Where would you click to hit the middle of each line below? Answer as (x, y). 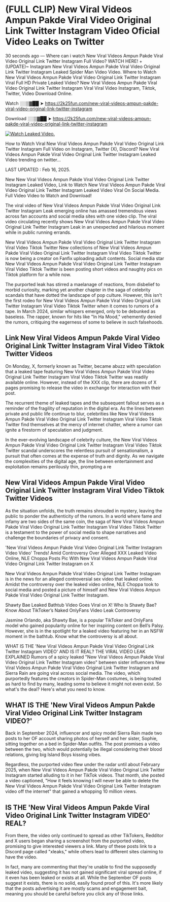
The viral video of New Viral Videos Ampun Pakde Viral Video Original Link (83, 205)
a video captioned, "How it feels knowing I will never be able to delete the (82, 781)
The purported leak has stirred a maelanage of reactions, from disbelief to (83, 284)
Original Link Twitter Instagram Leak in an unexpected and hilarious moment (85, 227)
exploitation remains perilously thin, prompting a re (58, 466)
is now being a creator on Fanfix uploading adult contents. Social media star (85, 258)
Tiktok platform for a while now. (38, 274)
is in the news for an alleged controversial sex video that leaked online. (79, 579)
